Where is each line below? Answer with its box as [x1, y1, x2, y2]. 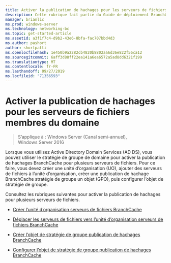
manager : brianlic [5, 17, 44, 22]
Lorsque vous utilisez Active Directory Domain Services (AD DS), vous [5, 149, 153, 155]
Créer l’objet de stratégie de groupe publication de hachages [12, 232, 140, 238]
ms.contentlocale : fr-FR [5, 64, 58, 69]
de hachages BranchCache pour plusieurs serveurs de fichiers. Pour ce [5, 159, 156, 166]
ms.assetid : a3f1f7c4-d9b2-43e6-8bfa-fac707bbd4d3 [5, 36, 115, 41]
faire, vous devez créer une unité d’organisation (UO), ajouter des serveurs [5, 165, 162, 171]
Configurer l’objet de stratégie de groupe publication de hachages [12, 247, 151, 253]
